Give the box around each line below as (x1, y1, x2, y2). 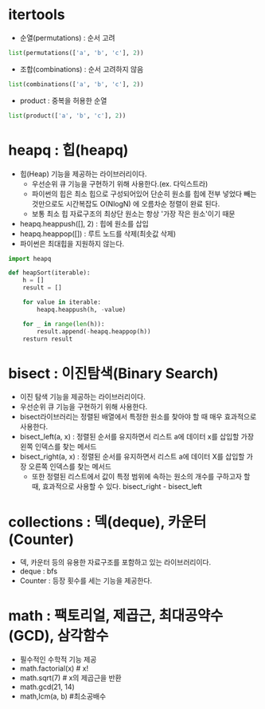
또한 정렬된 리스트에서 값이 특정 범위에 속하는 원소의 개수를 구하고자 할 (31, 472, 251, 482)
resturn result (22, 335, 73, 343)
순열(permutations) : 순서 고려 (19, 33, 115, 42)
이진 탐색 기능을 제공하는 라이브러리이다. (19, 392, 146, 402)
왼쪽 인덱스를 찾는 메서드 (19, 442, 97, 451)
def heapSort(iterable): (8, 269, 91, 277)
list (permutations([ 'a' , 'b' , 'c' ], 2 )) (8, 49, 145, 57)
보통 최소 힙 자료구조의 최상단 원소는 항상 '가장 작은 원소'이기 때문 (31, 209, 236, 219)
